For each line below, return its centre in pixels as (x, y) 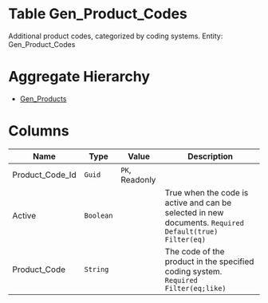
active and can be (198, 203)
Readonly (138, 179)
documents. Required (205, 222)
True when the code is (207, 192)
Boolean (99, 215)
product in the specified (209, 262)
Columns (39, 131)
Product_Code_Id (45, 175)
